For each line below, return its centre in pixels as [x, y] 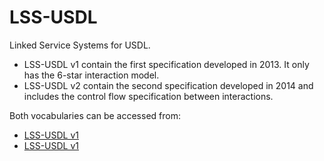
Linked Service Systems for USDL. [80, 45]
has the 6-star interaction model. [91, 75]
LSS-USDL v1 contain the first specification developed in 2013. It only [166, 64]
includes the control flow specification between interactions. [148, 96]
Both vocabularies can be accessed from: [95, 115]
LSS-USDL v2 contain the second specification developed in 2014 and [168, 85]
